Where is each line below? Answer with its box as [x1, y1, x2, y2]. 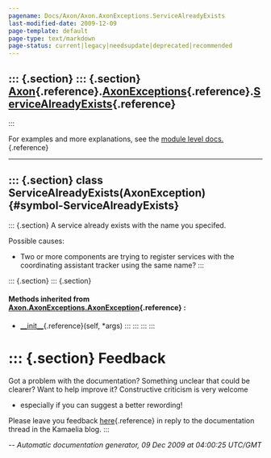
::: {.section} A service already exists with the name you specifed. [8, 220, 227, 230]
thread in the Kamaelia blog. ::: [8, 424, 110, 434]
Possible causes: [8, 236, 65, 246]
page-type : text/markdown [8, 34, 95, 43]
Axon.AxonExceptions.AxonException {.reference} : [8, 303, 186, 313]
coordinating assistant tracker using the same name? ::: [19, 260, 204, 270]
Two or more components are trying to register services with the [19, 251, 235, 261]
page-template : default [8, 27, 89, 35]
